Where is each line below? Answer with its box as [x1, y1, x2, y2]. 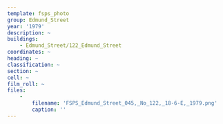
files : [7, 87, 26, 94]
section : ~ [7, 68, 39, 74]
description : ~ [7, 29, 51, 37]
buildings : [7, 36, 39, 43]
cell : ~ [7, 74, 30, 81]
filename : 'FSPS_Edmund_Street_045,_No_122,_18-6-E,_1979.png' [32, 100, 217, 107]
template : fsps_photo [7, 10, 70, 17]
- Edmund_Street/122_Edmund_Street [19, 42, 122, 49]
